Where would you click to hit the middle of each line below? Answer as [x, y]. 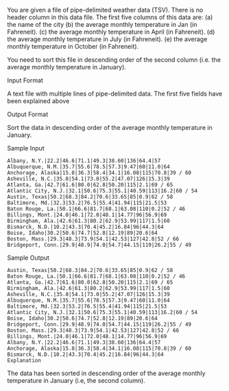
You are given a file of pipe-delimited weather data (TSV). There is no [105, 10]
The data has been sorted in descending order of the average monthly [106, 373]
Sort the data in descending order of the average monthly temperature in [110, 127]
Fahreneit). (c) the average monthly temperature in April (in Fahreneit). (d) [111, 32]
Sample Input [26, 148]
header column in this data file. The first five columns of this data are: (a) [110, 17]
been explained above [38, 101]
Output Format [28, 114]
